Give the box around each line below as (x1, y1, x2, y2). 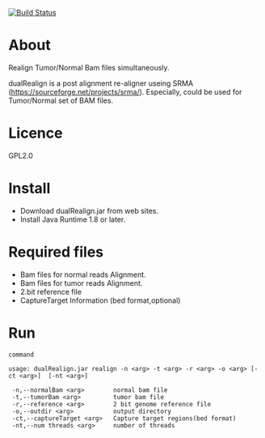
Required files (8, 243, 103, 261)
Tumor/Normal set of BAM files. (8, 96, 114, 105)
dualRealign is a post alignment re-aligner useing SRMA (8, 78, 194, 88)
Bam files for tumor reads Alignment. (19, 278, 143, 287)
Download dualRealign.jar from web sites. (19, 206, 159, 215)
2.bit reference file (19, 287, 82, 296)
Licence (8, 124, 63, 142)
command (8, 351, 35, 359)
